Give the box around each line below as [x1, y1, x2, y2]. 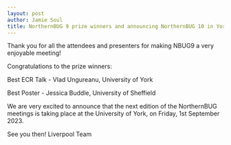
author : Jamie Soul [7, 16, 63, 23]
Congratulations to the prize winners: [7, 63, 112, 71]
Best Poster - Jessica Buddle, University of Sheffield [7, 89, 156, 97]
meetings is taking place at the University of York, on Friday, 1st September [7, 109, 220, 118]
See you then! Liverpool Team [7, 130, 92, 138]
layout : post [7, 10, 45, 17]
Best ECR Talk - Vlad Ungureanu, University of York [7, 76, 153, 84]
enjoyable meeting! [7, 49, 62, 57]
